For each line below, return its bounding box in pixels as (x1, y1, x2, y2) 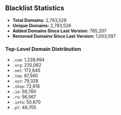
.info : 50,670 (12, 99, 41, 105)
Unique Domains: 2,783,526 (12, 22, 71, 28)
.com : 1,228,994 (12, 57, 45, 63)
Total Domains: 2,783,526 (12, 17, 67, 23)
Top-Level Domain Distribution (5, 45, 81, 52)
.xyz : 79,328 (12, 78, 39, 84)
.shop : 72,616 (12, 83, 40, 89)
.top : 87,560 (12, 73, 38, 79)
